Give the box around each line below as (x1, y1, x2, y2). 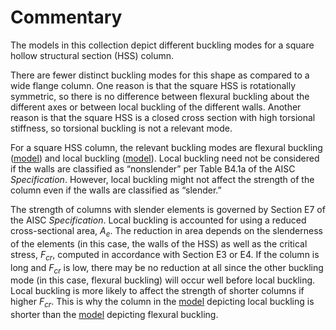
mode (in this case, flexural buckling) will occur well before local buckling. (10, 274, 316, 286)
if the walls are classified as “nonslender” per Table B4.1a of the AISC (10, 162, 296, 175)
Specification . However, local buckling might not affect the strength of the (10, 173, 315, 185)
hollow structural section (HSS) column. (10, 49, 175, 61)
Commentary (10, 6, 123, 29)
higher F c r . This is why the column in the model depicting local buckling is (10, 296, 315, 310)
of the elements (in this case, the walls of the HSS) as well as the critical (10, 237, 308, 250)
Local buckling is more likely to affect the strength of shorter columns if (10, 285, 305, 297)
